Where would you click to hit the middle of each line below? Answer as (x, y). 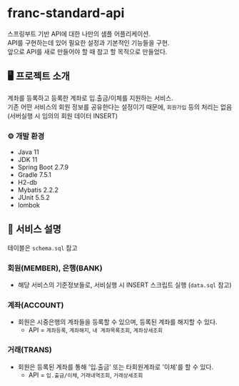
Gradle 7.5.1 (34, 175)
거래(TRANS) (30, 350)
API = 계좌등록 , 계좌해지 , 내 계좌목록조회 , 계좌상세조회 (95, 330)
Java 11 (28, 152)
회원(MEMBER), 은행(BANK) (55, 268)
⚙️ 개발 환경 (26, 136)
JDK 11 (27, 160)
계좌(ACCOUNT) (36, 305)
